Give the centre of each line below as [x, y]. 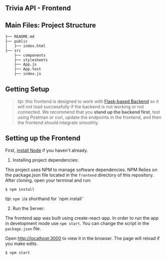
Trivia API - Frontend [38, 8]
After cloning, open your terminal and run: [48, 180]
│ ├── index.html [25, 46]
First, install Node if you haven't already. [47, 150]
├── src [13, 50]
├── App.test [28, 69]
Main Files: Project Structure [50, 25]
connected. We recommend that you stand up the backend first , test [89, 112]
